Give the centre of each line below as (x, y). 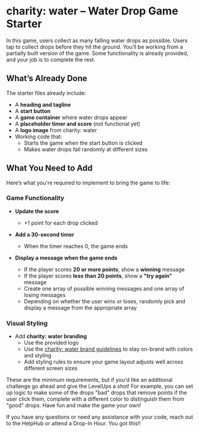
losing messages (45, 295)
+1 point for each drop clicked (61, 223)
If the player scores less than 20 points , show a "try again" (98, 276)
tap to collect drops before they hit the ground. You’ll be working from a (95, 47)
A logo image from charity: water (56, 130)
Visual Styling (27, 323)
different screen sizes (51, 368)
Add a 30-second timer (44, 234)
